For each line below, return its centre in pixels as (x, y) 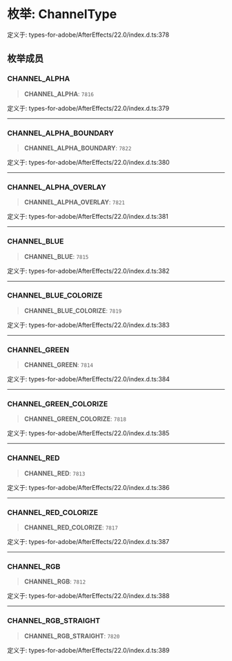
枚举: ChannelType (62, 14)
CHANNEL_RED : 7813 (55, 473)
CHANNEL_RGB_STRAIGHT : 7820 (72, 636)
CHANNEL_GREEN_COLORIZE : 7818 (75, 419)
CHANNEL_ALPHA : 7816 (59, 93)
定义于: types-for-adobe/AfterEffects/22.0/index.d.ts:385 (88, 433)
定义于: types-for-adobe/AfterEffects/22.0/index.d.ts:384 (89, 379)
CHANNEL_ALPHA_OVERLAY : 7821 (75, 202)
